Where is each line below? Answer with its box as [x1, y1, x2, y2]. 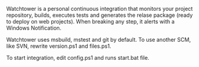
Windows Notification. [6, 24, 62, 31]
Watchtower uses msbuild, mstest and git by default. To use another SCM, [6, 36, 191, 43]
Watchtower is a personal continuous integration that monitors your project [6, 5, 193, 12]
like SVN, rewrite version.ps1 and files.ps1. [6, 42, 112, 49]
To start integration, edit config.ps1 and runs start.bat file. [6, 54, 149, 61]
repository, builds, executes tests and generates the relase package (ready [6, 11, 193, 19]
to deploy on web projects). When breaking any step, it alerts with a [6, 18, 175, 25]
